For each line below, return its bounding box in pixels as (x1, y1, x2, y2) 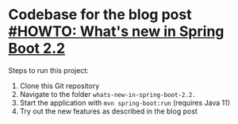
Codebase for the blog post (8, 6, 192, 24)
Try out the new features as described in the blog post (19, 106, 198, 116)
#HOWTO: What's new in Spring (8, 22, 225, 41)
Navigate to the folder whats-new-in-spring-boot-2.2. (19, 89, 197, 99)
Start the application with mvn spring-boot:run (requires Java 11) (19, 98, 231, 107)
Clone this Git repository (19, 81, 100, 91)
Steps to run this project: (8, 65, 89, 75)
